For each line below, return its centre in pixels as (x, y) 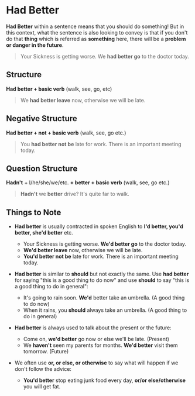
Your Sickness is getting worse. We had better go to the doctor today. (105, 56)
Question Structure (42, 168)
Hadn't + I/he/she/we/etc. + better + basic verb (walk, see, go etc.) (88, 182)
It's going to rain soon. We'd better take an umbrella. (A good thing (104, 298)
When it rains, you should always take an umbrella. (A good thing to (105, 310)
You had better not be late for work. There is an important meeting (101, 144)
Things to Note (34, 212)
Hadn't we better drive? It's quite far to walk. (75, 194)
